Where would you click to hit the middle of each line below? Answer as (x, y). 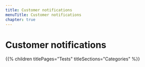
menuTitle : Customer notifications (43, 15)
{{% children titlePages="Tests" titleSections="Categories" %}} (73, 59)
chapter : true (21, 19)
